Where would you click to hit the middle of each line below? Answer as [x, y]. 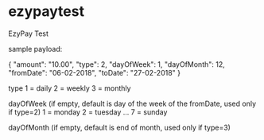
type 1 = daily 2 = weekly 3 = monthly [70, 88]
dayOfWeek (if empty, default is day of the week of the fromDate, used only [132, 103]
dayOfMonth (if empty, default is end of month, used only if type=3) [119, 127]
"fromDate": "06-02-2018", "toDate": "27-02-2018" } [95, 72]
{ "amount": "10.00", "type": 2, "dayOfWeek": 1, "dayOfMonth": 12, [116, 64]
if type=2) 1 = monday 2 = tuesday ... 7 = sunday [88, 112]
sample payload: [35, 49]
